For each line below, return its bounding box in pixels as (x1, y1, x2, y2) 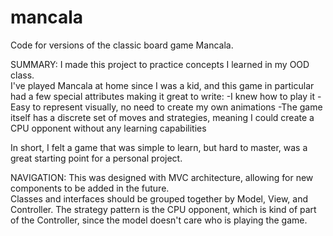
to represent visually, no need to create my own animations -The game (32, 101, 323, 113)
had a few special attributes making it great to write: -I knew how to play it (10, 90, 316, 102)
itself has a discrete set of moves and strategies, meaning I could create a (10, 111, 315, 123)
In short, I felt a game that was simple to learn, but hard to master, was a (10, 141, 308, 153)
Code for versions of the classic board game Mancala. (10, 39, 234, 51)
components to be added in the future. (10, 182, 170, 194)
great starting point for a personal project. (10, 152, 183, 164)
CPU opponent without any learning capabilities (10, 122, 207, 134)
